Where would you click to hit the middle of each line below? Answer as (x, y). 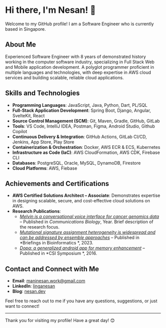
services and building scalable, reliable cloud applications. (64, 77)
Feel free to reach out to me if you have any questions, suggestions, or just (81, 301)
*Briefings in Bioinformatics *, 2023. (57, 243)
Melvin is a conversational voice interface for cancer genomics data (89, 217)
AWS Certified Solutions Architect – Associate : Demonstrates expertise (86, 195)
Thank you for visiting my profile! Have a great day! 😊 (60, 321)
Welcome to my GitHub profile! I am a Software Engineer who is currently (80, 24)
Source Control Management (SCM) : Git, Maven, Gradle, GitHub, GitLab (86, 121)
